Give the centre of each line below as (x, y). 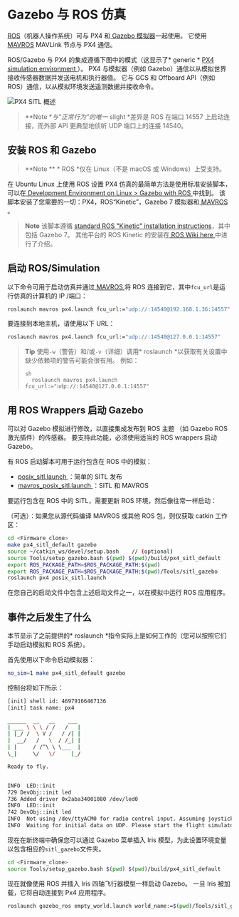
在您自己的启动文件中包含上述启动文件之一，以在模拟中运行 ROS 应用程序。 (118, 593)
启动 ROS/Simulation (54, 268)
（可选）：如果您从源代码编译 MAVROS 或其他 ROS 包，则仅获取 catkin (111, 516)
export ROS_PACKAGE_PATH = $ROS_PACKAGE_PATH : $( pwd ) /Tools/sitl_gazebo (113, 571)
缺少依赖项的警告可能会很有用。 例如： (82, 361)
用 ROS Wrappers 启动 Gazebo (75, 410)
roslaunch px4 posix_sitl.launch (57, 578)
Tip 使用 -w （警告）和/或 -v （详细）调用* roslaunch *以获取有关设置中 (126, 352)
